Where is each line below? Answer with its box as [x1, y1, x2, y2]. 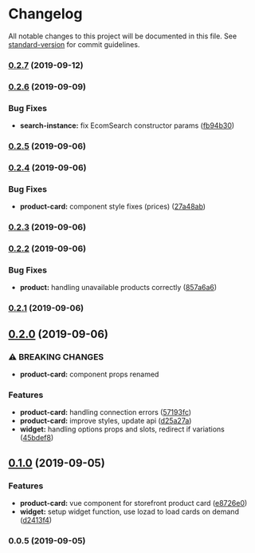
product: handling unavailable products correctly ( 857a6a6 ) [19, 283, 218, 292]
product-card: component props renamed [19, 369, 159, 379]
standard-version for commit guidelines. [8, 39, 140, 49]
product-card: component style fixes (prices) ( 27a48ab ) [19, 201, 206, 212]
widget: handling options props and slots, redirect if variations [19, 424, 226, 434]
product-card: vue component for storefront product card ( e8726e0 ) [19, 498, 248, 507]
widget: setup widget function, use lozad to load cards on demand [19, 507, 239, 516]
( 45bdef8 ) [19, 433, 54, 443]
